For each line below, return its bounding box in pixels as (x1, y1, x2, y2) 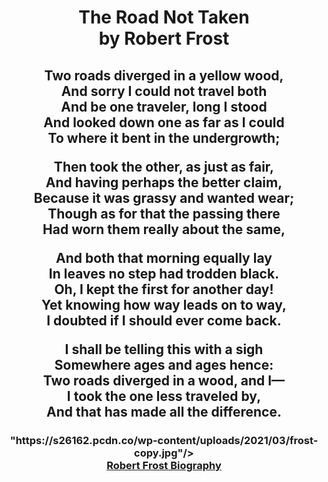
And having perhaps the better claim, (45, 174, 283, 191)
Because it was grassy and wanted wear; (33, 189, 295, 206)
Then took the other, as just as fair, (53, 158, 275, 175)
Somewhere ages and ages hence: (54, 356, 274, 373)
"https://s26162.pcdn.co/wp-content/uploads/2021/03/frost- (9, 433, 319, 447)
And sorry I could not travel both (60, 82, 268, 100)
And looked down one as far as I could (43, 114, 285, 131)
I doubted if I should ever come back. (46, 312, 282, 329)
